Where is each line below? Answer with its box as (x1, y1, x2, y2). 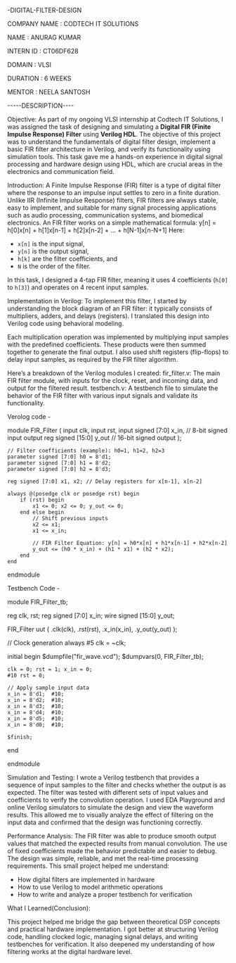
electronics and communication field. (7, 168, 114, 175)
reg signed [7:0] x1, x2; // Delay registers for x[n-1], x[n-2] (7, 478, 202, 485)
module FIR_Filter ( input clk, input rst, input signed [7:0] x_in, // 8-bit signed (7, 426, 228, 434)
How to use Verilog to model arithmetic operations (17, 883, 164, 891)
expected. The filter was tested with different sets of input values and (7, 788, 209, 796)
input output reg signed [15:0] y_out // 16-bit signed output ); (7, 434, 182, 442)
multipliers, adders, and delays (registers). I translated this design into (7, 312, 209, 320)
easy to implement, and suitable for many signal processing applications (7, 203, 216, 212)
